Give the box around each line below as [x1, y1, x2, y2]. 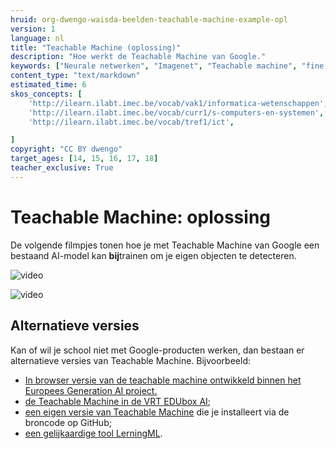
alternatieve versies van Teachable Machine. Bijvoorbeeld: [10, 354, 251, 366]
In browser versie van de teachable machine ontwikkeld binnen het [24, 374, 302, 386]
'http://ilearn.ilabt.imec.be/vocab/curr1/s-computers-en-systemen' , [28, 107, 325, 118]
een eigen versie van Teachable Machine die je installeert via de [24, 406, 290, 418]
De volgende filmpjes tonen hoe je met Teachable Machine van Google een [10, 239, 320, 251]
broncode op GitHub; [24, 416, 112, 428]
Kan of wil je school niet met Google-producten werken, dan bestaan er [10, 344, 305, 356]
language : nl [10, 33, 65, 43]
